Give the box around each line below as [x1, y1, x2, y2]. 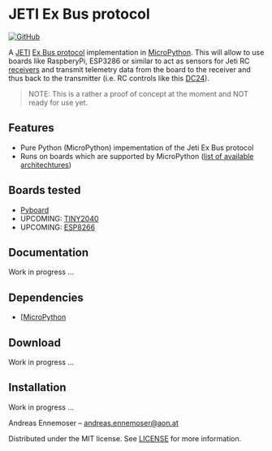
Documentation [8, 245, 89, 260]
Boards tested [8, 183, 81, 197]
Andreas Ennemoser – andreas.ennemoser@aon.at [8, 418, 179, 427]
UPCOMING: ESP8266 [19, 222, 96, 232]
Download [8, 336, 61, 350]
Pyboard [19, 204, 50, 215]
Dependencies [8, 290, 84, 304]
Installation [8, 380, 67, 394]
